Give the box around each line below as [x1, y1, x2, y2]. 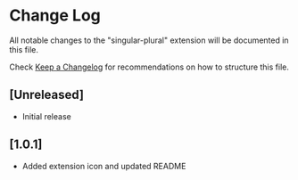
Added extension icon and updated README [21, 160, 186, 171]
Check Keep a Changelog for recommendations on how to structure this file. [9, 61, 290, 72]
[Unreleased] [9, 87, 85, 102]
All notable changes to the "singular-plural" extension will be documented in [9, 35, 289, 45]
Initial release [21, 110, 71, 121]
